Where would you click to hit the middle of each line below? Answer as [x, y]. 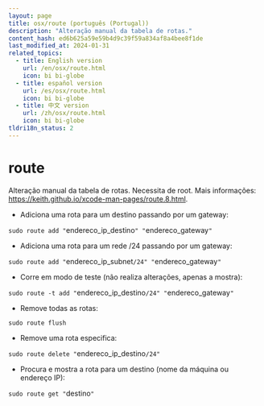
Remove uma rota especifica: [68, 338]
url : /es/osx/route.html [64, 91]
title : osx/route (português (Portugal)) [79, 23]
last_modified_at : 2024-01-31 [59, 46]
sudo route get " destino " [52, 393]
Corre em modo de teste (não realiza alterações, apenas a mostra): [131, 277]
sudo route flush [37, 323]
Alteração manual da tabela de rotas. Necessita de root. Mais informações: [132, 190]
